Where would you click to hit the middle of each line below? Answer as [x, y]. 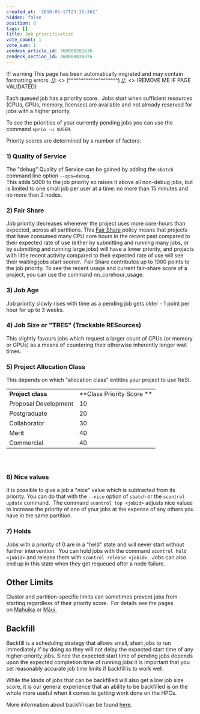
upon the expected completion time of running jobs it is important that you [98, 662]
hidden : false [24, 17]
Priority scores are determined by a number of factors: [74, 140]
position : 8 [21, 23]
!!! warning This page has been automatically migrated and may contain [95, 73]
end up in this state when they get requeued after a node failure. [86, 564]
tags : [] [17, 29]
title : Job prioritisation [40, 34]
